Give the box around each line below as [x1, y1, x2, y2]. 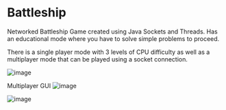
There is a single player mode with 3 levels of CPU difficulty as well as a [7, 48, 210, 56]
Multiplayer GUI [7, 81, 51, 90]
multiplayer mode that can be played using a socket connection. [7, 55, 188, 63]
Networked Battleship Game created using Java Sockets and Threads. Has [7, 27, 218, 36]
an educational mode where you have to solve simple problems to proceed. [7, 34, 220, 42]
